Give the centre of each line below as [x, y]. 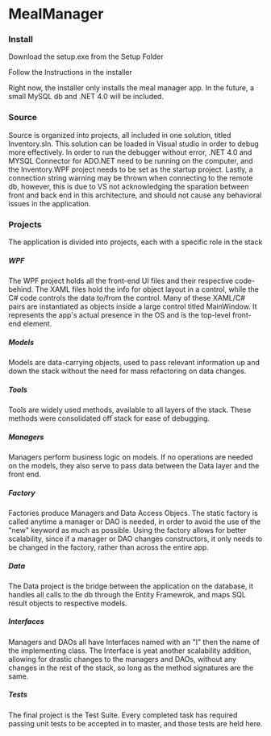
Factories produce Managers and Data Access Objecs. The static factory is [133, 513]
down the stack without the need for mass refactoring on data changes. [127, 371]
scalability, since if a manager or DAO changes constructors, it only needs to [135, 538]
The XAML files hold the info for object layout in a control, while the [147, 289]
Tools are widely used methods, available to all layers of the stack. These [130, 410]
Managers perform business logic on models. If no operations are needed [131, 457]
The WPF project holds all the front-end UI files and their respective [121, 281]
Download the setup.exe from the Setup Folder [86, 56]
